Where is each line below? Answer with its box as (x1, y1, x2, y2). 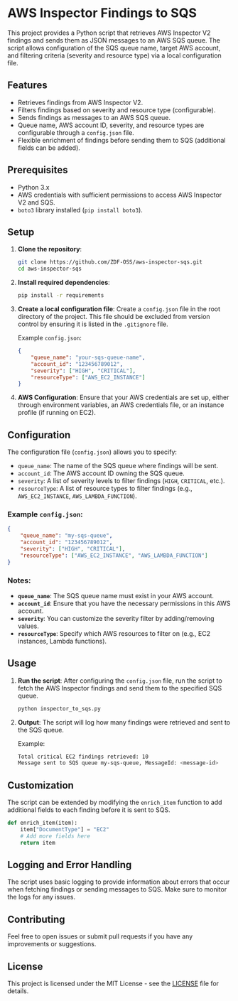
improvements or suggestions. (7, 940, 97, 948)
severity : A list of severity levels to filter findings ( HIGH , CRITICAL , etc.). (17, 477, 225, 485)
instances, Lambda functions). (17, 637, 107, 645)
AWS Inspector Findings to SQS (7, 5, 198, 21)
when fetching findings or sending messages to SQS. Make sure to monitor (7, 885, 227, 894)
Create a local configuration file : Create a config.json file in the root (17, 305, 221, 313)
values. (17, 622, 39, 630)
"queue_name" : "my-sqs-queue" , (20, 532, 113, 539)
